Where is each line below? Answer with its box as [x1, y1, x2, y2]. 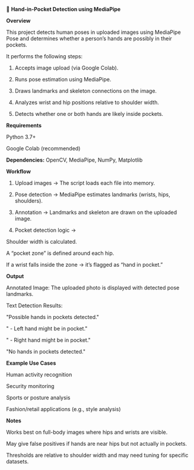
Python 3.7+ [6, 134, 36, 140]
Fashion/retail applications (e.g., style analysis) [6, 406, 121, 412]
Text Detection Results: [6, 302, 63, 309]
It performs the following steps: [6, 53, 83, 59]
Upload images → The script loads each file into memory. [14, 179, 155, 187]
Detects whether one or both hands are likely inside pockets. [14, 111, 164, 117]
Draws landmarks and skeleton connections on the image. [14, 87, 157, 94]
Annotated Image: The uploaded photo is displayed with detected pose [6, 284, 180, 291]
